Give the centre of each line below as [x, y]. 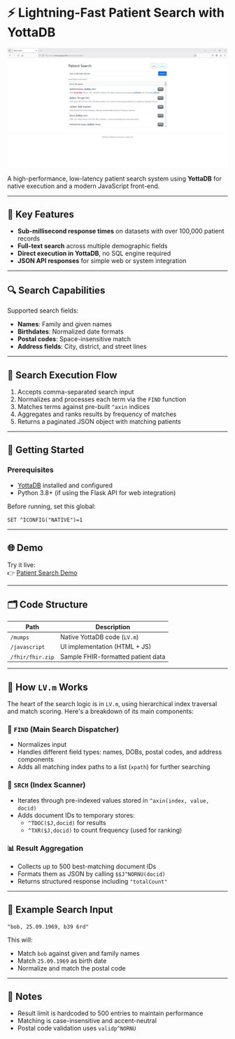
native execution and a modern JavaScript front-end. [84, 186]
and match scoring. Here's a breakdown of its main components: [100, 711]
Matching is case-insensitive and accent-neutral [87, 1021]
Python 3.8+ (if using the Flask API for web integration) [97, 492]
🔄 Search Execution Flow [62, 375]
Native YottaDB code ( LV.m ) [100, 637]
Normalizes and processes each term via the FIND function [102, 399]
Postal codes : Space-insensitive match [74, 339]
